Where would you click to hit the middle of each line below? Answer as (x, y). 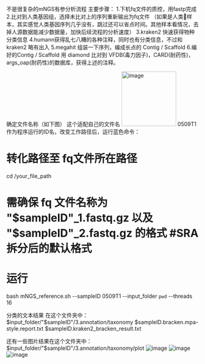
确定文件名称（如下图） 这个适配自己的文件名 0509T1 (102, 124)
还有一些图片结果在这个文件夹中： (49, 341)
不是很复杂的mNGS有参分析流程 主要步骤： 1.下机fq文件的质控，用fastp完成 (102, 9)
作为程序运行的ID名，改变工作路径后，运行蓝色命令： (73, 132)
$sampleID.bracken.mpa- (167, 322)
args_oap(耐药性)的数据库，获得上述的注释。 (63, 62)
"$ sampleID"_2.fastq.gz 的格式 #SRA (103, 233)
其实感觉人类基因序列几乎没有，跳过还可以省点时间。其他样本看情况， (105, 24)
